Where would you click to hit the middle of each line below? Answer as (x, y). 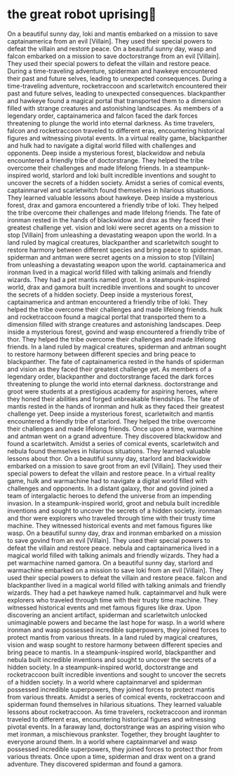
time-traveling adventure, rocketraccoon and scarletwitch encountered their (117, 86)
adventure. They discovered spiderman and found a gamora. (95, 764)
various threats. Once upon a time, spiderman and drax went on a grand (111, 756)
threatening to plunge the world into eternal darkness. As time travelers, (111, 123)
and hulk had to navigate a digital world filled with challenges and (102, 145)
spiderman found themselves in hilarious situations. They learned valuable (115, 704)
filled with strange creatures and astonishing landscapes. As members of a (115, 108)
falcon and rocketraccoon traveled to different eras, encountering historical (116, 130)
